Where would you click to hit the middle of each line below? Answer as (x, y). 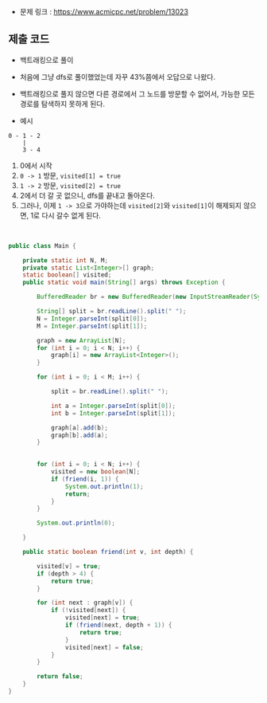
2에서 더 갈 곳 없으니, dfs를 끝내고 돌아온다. (87, 195)
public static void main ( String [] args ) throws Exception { (124, 283)
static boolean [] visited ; (67, 275)
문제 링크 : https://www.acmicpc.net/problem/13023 (104, 12)
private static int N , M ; (66, 260)
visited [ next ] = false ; (104, 647)
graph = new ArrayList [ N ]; (81, 340)
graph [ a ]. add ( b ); (79, 428)
